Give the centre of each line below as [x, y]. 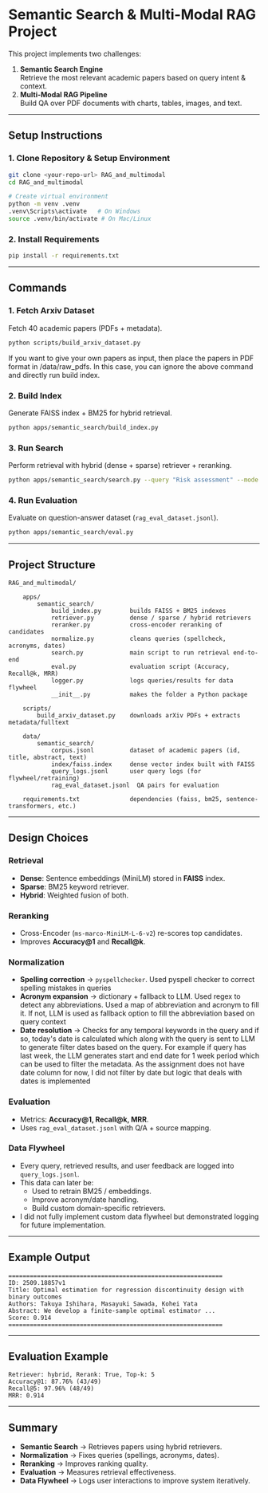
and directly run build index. [54, 375]
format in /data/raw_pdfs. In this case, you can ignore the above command [131, 366]
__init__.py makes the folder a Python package [149, 694]
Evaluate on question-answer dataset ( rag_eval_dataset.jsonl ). [114, 518]
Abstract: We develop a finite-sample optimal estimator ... [112, 1310]
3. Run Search [36, 448]
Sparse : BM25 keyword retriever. [74, 886]
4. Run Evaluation [43, 500]
